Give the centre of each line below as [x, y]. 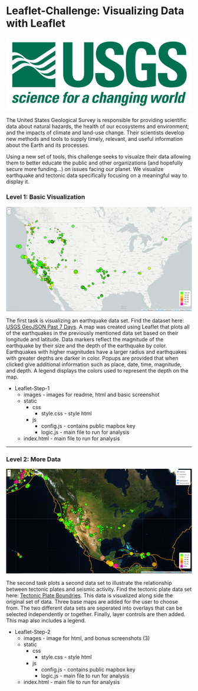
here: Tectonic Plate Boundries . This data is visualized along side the [90, 595]
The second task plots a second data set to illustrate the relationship [89, 583]
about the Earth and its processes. [48, 145]
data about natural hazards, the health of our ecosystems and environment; [98, 126]
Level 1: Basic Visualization [46, 197]
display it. [18, 182]
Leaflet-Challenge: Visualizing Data [95, 11]
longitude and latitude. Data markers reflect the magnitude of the [85, 340]
